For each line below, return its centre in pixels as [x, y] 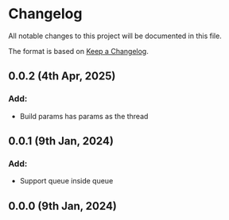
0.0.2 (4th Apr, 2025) [62, 76]
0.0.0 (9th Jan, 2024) [63, 206]
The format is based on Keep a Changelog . [78, 51]
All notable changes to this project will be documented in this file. [115, 36]
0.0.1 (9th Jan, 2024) [61, 141]
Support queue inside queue [66, 181]
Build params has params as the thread [84, 116]
